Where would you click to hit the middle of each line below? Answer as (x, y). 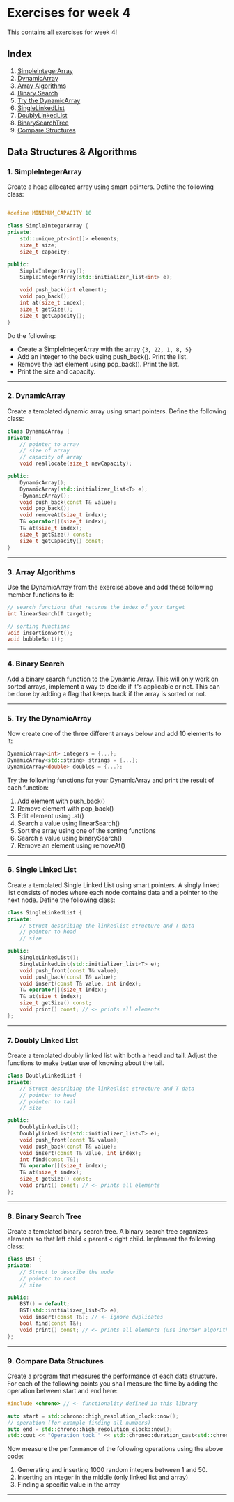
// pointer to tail (48, 1102)
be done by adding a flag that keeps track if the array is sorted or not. (107, 693)
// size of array (45, 451)
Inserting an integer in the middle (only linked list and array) (103, 1477)
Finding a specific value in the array (69, 1485)
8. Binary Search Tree (45, 1216)
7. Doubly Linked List (43, 1040)
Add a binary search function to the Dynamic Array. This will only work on (113, 679)
